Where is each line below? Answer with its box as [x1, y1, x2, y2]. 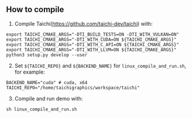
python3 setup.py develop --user [6, 52, 88, 58]
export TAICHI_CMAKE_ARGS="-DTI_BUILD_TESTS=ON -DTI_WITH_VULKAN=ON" [6, 32, 180, 37]
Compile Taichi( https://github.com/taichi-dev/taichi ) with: [14, 20, 153, 27]
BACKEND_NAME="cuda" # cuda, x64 [6, 79, 88, 85]
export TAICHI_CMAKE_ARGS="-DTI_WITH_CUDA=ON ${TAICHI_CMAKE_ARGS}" [6, 36, 177, 43]
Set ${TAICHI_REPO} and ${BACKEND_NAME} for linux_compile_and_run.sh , [14, 62, 186, 69]
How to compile [6, 5, 64, 15]
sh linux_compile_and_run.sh [6, 106, 77, 112]
